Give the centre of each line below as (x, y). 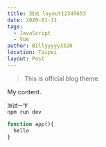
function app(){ (30, 124)
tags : (15, 26)
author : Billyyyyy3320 (40, 46)
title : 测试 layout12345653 (47, 14)
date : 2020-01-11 (32, 20)
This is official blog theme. (62, 78)
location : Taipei (32, 53)
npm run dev (24, 112)
